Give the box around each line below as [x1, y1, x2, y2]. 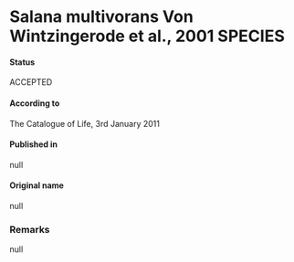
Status [9, 57, 36, 68]
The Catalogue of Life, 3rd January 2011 [9, 118, 160, 129]
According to [9, 98, 60, 109]
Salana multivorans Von [9, 6, 194, 27]
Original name [9, 180, 64, 191]
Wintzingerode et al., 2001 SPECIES [9, 26, 285, 47]
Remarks [9, 223, 50, 236]
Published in [9, 139, 58, 150]
